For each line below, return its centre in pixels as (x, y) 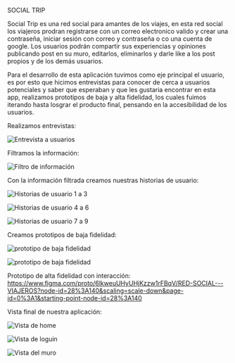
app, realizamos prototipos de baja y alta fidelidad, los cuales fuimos (107, 97)
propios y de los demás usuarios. (55, 61)
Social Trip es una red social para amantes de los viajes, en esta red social (115, 24)
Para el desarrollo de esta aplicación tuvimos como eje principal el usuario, (116, 75)
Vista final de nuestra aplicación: (55, 312)
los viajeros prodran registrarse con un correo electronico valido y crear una (118, 31)
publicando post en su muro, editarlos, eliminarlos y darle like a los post (112, 53)
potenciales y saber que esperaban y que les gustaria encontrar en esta (112, 90)
